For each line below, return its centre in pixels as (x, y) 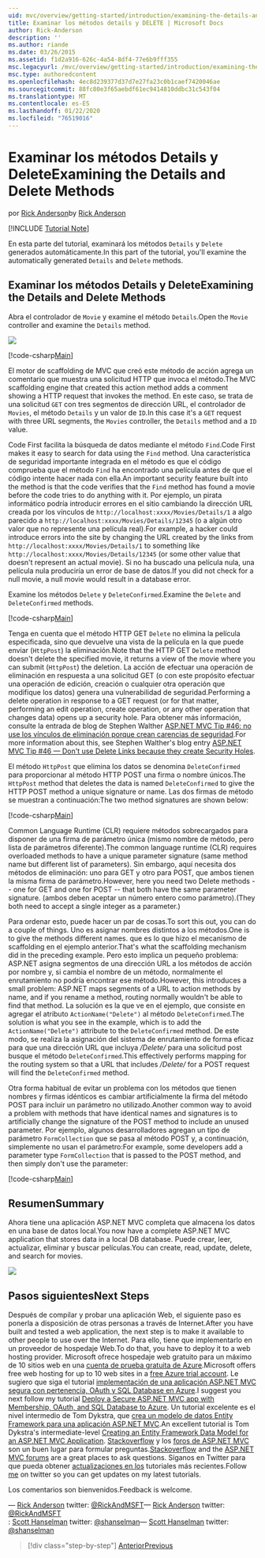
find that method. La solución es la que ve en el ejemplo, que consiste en (127, 1005)
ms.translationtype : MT (47, 96)
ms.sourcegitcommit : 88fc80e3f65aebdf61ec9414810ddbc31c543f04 (114, 89)
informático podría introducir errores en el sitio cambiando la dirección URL (131, 504)
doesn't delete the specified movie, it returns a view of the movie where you (132, 658)
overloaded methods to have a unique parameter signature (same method (128, 855)
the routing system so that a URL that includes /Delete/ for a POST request (129, 1064)
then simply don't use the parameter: (68, 1164)
